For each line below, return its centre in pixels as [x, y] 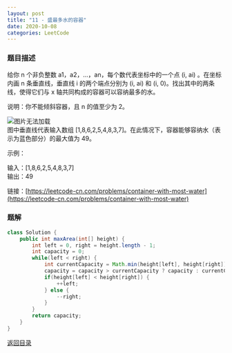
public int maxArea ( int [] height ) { [72, 239]
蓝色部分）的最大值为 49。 [57, 138]
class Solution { [32, 232]
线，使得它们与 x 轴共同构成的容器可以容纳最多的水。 [83, 92]
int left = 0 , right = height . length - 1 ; [94, 245]
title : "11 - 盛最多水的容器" [47, 20]
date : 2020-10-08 [32, 26]
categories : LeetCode [38, 33]
